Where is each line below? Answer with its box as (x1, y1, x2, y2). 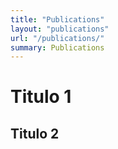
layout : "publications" (10, 24, 110, 34)
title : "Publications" (10, 14, 105, 25)
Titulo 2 (10, 125, 60, 142)
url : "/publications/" (10, 33, 105, 43)
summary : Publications (10, 42, 105, 53)
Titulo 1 (10, 86, 72, 108)
